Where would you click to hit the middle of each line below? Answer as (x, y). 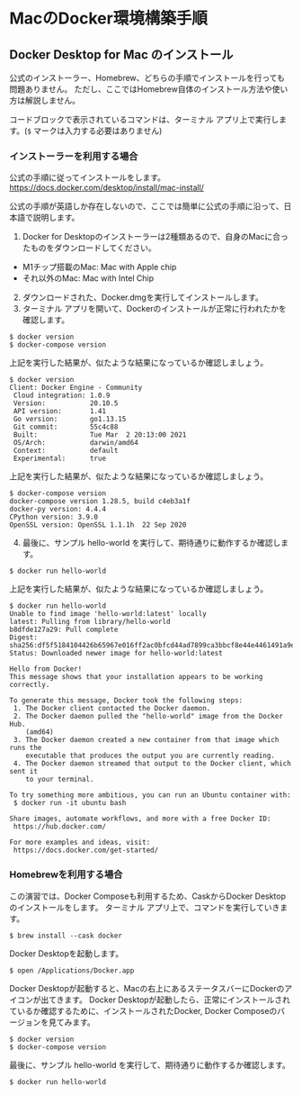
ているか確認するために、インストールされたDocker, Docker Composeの (143, 1010)
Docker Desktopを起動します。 (67, 953)
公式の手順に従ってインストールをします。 (88, 177)
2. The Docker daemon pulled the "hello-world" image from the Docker (148, 717)
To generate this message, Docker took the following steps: (126, 701)
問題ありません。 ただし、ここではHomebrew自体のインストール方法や (141, 89)
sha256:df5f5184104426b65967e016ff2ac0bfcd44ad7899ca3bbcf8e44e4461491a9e (152, 646)
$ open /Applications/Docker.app (72, 970)
